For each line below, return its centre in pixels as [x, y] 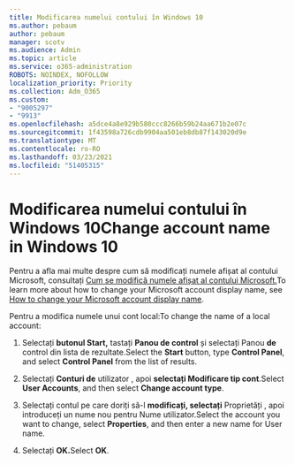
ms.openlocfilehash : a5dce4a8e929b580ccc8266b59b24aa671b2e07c [128, 125]
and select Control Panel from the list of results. [110, 362]
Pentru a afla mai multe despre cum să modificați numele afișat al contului [144, 271]
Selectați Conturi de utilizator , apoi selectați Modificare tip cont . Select [153, 379]
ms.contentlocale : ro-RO [55, 149]
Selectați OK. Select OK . [65, 451]
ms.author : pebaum [43, 26]
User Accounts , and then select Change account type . [123, 388]
